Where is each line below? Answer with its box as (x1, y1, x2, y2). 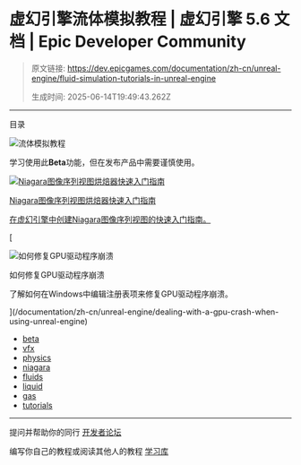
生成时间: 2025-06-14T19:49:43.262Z (30, 91, 172, 102)
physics (21, 352, 52, 363)
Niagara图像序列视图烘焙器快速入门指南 (9, 194, 157, 205)
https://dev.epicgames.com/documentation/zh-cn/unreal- (66, 63, 281, 73)
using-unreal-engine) (9, 315, 88, 326)
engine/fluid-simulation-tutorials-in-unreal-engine (30, 73, 217, 83)
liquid (21, 381, 43, 392)
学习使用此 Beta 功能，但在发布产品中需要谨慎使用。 (9, 157, 200, 168)
